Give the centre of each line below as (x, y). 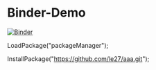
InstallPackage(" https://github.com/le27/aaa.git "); (78, 59)
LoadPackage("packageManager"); (58, 45)
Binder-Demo (46, 13)
